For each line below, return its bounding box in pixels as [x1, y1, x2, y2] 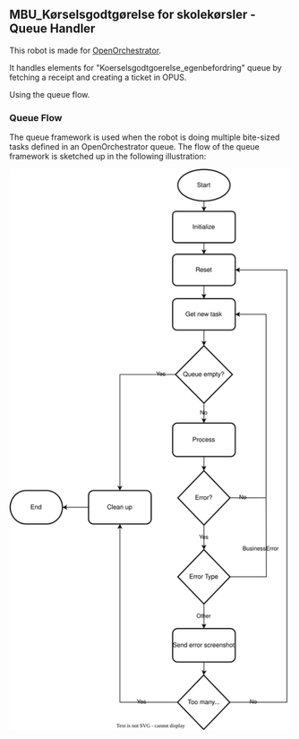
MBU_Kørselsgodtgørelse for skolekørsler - [9, 7, 257, 22]
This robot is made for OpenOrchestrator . [9, 45, 162, 56]
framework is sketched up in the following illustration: [9, 151, 207, 162]
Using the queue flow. [9, 89, 90, 99]
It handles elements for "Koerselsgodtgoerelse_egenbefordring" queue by [9, 62, 282, 73]
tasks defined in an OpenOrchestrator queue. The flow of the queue [9, 142, 260, 152]
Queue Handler [9, 21, 96, 37]
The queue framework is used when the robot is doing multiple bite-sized [9, 132, 280, 142]
